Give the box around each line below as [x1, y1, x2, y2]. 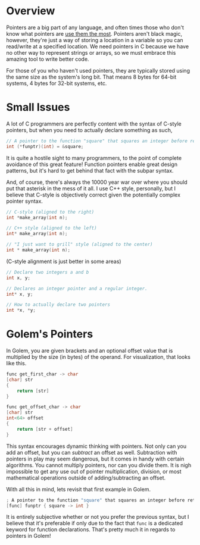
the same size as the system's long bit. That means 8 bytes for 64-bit [6, 73, 177, 80]
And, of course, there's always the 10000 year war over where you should [6, 178, 187, 186]
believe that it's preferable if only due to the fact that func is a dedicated [6, 519, 183, 527]
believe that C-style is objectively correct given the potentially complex [6, 191, 180, 198]
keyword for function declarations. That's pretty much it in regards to [6, 526, 176, 533]
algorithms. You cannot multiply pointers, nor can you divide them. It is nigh [6, 461, 192, 468]
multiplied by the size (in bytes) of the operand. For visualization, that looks [6, 353, 190, 361]
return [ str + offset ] [17, 426, 73, 432]
